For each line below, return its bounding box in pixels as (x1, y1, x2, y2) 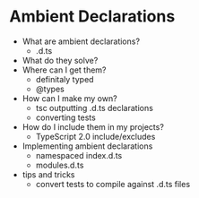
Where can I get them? (22, 65, 107, 75)
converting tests (35, 112, 96, 123)
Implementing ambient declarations (22, 141, 153, 151)
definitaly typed (35, 73, 94, 84)
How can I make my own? (22, 92, 118, 104)
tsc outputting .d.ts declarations (35, 102, 154, 113)
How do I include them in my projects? (22, 121, 164, 132)
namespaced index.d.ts (35, 150, 123, 160)
